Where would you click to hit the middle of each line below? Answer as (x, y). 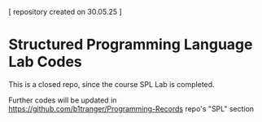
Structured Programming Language (131, 45)
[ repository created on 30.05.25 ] (65, 12)
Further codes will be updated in (63, 100)
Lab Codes (46, 62)
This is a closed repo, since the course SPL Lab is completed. (111, 84)
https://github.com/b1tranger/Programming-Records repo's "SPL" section (131, 108)
